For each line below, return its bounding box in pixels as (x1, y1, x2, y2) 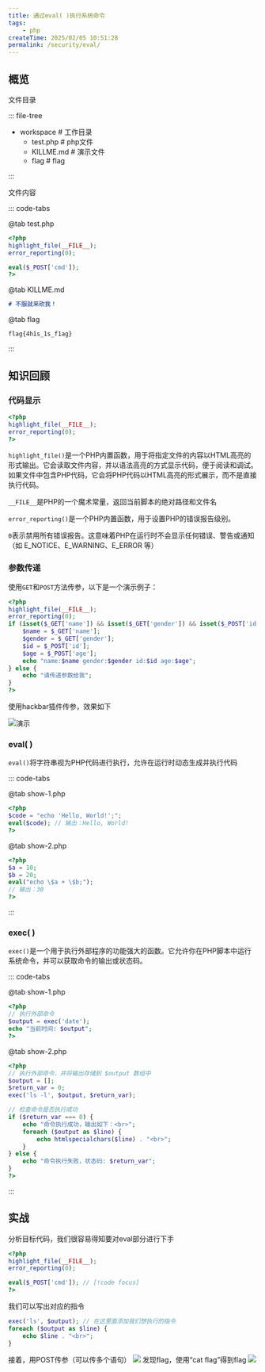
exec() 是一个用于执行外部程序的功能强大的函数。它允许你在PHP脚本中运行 (8, 946, 252, 956)
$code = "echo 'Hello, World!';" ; (8, 812, 123, 820)
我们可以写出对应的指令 (8, 1301, 85, 1311)
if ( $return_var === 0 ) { (8, 1113, 93, 1121)
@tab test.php (8, 219, 55, 228)
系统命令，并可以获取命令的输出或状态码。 (8, 956, 147, 966)
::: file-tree (8, 110, 43, 120)
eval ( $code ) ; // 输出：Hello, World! (8, 819, 129, 827)
